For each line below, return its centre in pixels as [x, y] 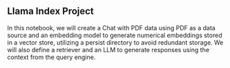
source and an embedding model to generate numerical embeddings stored [115, 35]
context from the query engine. [51, 57]
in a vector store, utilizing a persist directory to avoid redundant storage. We [115, 42]
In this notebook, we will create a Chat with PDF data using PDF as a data [111, 27]
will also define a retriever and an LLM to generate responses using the [108, 49]
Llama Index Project [51, 11]
